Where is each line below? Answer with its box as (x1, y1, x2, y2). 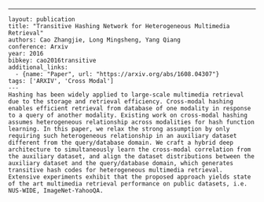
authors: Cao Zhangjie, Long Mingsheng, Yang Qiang (8, 36, 181, 44)
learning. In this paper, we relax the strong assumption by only (8, 125, 230, 133)
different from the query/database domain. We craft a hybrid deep (8, 139, 234, 146)
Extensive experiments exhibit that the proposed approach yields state (8, 173, 251, 181)
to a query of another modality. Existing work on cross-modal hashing (8, 111, 247, 119)
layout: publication (8, 16, 76, 23)
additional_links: (8, 63, 68, 71)
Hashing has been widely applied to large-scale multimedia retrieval (8, 91, 244, 99)
